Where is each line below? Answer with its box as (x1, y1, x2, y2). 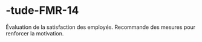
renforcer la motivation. (5, 29, 64, 37)
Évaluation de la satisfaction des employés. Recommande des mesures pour (5, 23, 196, 31)
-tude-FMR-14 (5, 4, 79, 17)
